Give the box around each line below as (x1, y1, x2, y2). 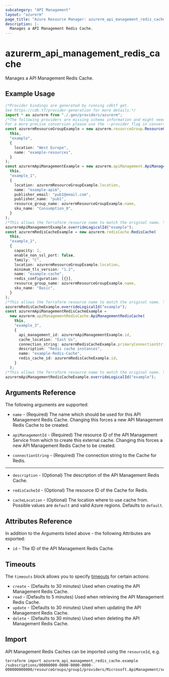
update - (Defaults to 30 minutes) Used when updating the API (12, 605, 142, 611)
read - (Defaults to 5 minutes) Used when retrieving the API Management (12, 593, 164, 599)
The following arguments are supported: (5, 402, 89, 408)
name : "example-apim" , (14, 187, 62, 192)
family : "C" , (14, 257, 42, 262)
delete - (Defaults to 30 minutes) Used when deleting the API (12, 615, 140, 621)
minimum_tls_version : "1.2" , (14, 267, 75, 272)
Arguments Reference (5, 388, 76, 397)
